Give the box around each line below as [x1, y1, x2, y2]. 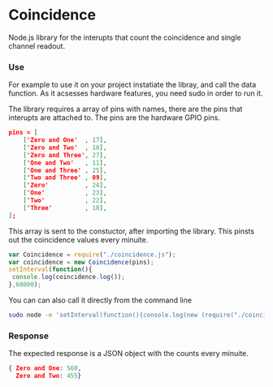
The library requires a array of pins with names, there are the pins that [8, 104, 243, 114]
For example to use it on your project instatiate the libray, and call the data [8, 80, 257, 90]
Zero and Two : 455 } [15, 372, 82, 381]
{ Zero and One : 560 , [8, 364, 82, 372]
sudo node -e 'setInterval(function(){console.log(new [8, 311, 198, 320]
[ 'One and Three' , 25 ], [23, 166, 107, 174]
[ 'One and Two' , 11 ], [23, 158, 107, 167]
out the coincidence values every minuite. [8, 234, 149, 244]
